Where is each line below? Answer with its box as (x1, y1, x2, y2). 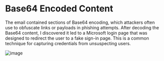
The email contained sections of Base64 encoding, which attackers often (5, 19, 155, 25)
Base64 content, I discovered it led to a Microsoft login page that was (5, 30, 148, 36)
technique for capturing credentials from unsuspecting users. (5, 40, 131, 46)
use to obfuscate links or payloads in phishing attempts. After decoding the (5, 24, 160, 30)
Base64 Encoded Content (5, 3, 113, 14)
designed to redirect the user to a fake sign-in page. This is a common (5, 35, 149, 41)
